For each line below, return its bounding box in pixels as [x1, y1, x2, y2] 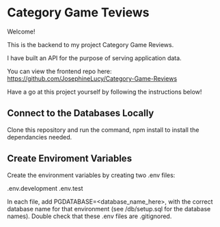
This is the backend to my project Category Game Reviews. [7, 40, 174, 49]
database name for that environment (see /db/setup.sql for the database [7, 204, 211, 213]
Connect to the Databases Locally [7, 107, 154, 119]
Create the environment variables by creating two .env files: [7, 171, 176, 179]
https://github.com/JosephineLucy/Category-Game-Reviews [7, 74, 178, 83]
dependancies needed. [7, 133, 72, 141]
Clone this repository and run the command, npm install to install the [7, 125, 200, 134]
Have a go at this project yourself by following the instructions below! [7, 88, 202, 96]
